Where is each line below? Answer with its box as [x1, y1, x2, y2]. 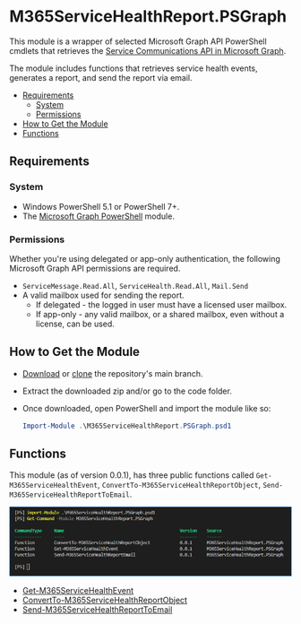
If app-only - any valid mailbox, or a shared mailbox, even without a [35, 308, 285, 319]
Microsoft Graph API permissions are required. [9, 263, 181, 273]
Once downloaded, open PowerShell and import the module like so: [21, 403, 271, 413]
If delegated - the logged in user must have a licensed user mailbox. [35, 299, 288, 310]
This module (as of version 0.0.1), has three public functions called [9, 470, 254, 481]
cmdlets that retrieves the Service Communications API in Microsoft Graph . [9, 45, 287, 56]
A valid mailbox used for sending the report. [21, 290, 185, 300]
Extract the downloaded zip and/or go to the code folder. [21, 386, 233, 396]
